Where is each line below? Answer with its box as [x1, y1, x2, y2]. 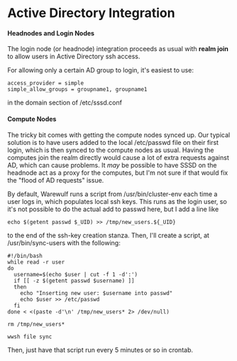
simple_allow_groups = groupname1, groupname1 [7, 86, 148, 93]
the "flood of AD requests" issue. [7, 176, 104, 184]
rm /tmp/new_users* [7, 320, 65, 328]
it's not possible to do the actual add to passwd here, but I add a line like [7, 205, 219, 213]
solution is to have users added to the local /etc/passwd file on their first [7, 138, 219, 146]
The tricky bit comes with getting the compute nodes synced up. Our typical [7, 130, 231, 139]
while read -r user [7, 258, 65, 266]
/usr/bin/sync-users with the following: [7, 238, 121, 247]
